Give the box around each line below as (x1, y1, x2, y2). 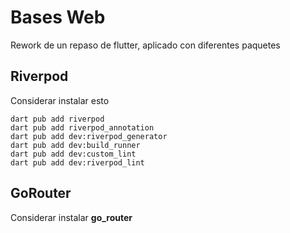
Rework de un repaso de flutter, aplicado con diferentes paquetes (10, 39, 281, 51)
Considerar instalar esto (10, 94, 110, 106)
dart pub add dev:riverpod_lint (10, 157, 145, 168)
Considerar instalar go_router (10, 211, 133, 223)
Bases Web (10, 6, 106, 29)
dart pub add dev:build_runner (10, 140, 141, 150)
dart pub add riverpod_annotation (10, 122, 155, 133)
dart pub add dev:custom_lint (10, 149, 137, 159)
